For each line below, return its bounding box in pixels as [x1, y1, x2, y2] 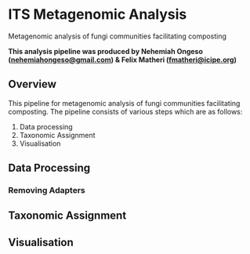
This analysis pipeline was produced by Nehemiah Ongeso [8, 46, 204, 56]
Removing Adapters [8, 185, 85, 196]
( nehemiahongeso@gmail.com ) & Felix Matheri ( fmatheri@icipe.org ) [8, 55, 237, 64]
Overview [8, 78, 57, 91]
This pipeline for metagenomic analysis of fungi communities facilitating [8, 98, 241, 107]
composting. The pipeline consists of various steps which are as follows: [8, 107, 243, 116]
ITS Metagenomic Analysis [8, 5, 187, 24]
